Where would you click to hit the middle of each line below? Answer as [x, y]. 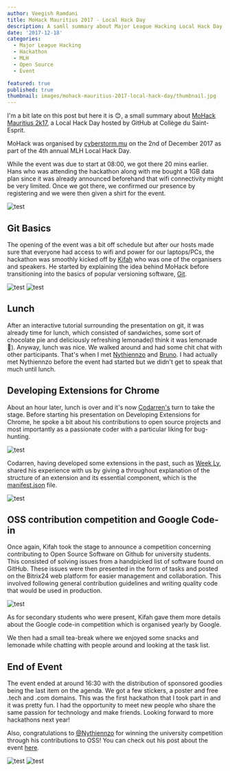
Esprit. [16, 130]
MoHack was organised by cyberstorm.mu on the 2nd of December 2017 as [114, 143]
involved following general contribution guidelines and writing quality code [113, 584]
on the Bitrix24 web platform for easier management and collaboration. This [114, 576]
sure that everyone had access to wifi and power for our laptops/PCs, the [111, 252]
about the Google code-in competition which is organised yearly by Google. [114, 625]
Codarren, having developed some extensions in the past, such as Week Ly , [114, 463]
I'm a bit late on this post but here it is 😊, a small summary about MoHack [112, 116]
